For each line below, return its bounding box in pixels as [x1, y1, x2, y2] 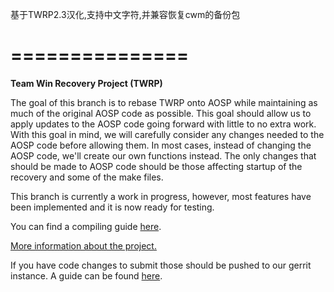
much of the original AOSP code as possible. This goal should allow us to [10, 107, 312, 119]
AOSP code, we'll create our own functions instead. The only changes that [10, 149, 317, 162]
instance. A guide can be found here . [10, 269, 163, 282]
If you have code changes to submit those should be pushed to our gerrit [10, 259, 312, 271]
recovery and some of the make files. [10, 171, 164, 183]
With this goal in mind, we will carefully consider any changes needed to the [10, 128, 325, 140]
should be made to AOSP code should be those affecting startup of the [10, 160, 303, 172]
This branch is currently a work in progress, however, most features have [10, 190, 312, 202]
